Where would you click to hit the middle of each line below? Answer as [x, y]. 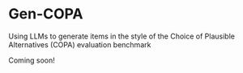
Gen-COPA [46, 14]
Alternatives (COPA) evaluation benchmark [80, 44]
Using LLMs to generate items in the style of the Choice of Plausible [122, 36]
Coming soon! [32, 60]
